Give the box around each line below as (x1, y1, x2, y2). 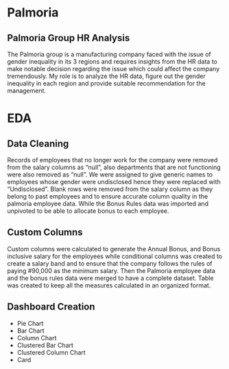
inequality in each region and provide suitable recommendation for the (7, 79, 206, 87)
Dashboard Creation (7, 301, 95, 313)
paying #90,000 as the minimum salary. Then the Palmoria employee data (7, 266, 216, 275)
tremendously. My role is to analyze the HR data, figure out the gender (7, 72, 206, 80)
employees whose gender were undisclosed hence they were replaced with (7, 178, 221, 186)
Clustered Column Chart (16, 348, 86, 357)
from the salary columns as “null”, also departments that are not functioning (7, 163, 221, 171)
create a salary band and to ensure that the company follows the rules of (7, 259, 213, 268)
